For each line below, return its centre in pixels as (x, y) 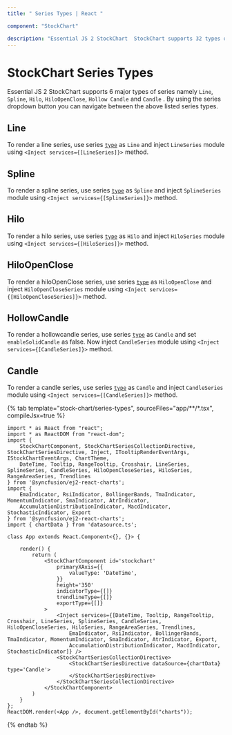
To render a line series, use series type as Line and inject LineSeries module (116, 145)
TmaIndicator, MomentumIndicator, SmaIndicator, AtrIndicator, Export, (112, 640)
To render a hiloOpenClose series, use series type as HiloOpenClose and (109, 282)
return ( (45, 555)
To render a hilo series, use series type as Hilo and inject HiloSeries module (116, 236)
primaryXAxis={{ (80, 567)
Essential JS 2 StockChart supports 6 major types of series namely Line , (110, 92)
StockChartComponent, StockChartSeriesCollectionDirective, (108, 447)
